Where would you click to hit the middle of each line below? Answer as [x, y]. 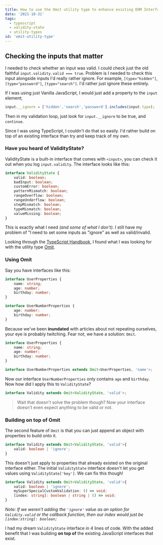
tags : [10, 18]
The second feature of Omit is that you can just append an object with [74, 430]
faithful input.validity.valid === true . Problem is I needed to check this [79, 73]
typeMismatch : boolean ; [38, 209]
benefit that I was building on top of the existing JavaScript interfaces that [79, 533]
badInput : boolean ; [33, 182]
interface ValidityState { [32, 173]
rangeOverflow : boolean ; [39, 196]
